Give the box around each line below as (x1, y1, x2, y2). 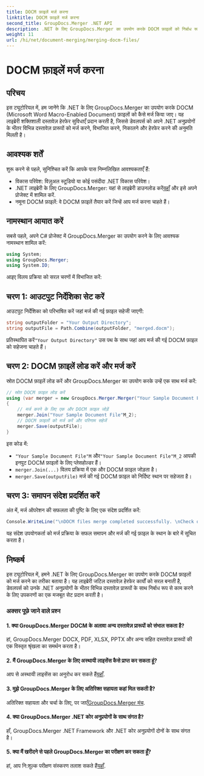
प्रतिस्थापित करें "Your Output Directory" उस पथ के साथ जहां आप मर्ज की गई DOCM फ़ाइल (6, 336, 198, 343)
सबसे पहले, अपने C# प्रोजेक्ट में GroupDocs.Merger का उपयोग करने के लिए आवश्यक (6, 232, 180, 239)
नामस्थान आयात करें (6, 216, 64, 227)
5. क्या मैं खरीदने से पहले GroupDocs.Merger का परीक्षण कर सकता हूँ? (6, 748, 152, 755)
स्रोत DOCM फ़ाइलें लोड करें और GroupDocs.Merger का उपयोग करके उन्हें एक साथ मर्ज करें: (6, 377, 197, 385)
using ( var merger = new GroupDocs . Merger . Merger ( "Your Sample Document (6, 395, 194, 401)
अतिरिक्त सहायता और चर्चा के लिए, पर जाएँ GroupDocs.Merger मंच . (6, 699, 146, 706)
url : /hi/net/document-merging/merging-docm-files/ (6, 37, 140, 43)
